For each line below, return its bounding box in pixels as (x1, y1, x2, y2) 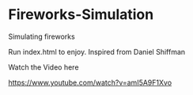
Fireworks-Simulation (8, 6, 154, 24)
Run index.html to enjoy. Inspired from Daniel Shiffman (8, 47, 186, 56)
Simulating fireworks (8, 32, 75, 41)
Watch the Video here (8, 62, 79, 72)
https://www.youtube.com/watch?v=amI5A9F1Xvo (8, 78, 172, 87)
